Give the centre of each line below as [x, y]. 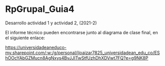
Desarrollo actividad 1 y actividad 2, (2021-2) [51, 23]
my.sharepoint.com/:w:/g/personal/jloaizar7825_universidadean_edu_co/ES [82, 53]
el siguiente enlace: [25, 38]
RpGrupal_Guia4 [40, 9]
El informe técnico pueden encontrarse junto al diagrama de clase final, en [82, 32]
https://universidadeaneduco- [36, 47]
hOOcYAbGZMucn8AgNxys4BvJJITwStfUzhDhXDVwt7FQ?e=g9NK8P [77, 58]
